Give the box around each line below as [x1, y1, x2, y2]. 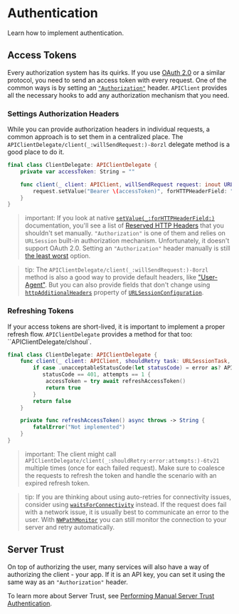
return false [33, 397, 72, 404]
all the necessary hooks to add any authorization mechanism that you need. [7, 91, 230, 99]
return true [45, 384, 81, 392]
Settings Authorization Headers [7, 108, 119, 118]
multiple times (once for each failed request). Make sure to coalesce [24, 464, 225, 472]
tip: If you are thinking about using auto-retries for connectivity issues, [24, 492, 232, 501]
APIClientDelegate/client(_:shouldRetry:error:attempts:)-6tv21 [24, 457, 220, 464]
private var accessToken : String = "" [20, 168, 135, 175]
